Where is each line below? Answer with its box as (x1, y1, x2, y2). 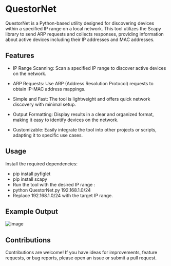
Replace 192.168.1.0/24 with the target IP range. (12, 192, 113, 198)
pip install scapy (12, 176, 48, 182)
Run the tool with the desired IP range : (12, 181, 96, 187)
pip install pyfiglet (12, 170, 51, 177)
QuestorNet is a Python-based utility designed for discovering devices (5, 20, 155, 26)
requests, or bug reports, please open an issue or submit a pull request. (5, 255, 157, 261)
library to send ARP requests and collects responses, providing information (5, 31, 164, 37)
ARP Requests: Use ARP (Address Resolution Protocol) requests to (12, 80, 154, 86)
